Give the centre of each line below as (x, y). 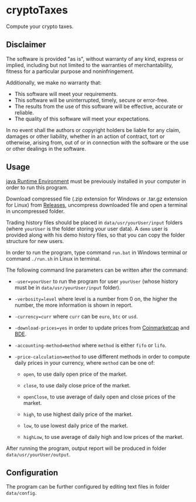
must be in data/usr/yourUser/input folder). (68, 288)
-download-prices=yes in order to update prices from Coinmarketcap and (102, 327)
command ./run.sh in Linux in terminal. (54, 258)
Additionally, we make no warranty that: (54, 82)
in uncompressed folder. (35, 211)
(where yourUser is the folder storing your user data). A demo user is (87, 229)
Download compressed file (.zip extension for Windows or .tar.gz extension (97, 199)
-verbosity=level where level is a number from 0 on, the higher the (96, 299)
